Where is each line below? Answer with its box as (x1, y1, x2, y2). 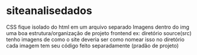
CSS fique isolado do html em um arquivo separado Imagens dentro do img (6, 23, 189, 30)
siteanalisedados (6, 4, 93, 18)
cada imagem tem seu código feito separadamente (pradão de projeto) (6, 42, 179, 49)
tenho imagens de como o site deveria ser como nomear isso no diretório (6, 36, 185, 43)
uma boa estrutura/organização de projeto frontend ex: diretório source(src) (6, 29, 192, 36)
